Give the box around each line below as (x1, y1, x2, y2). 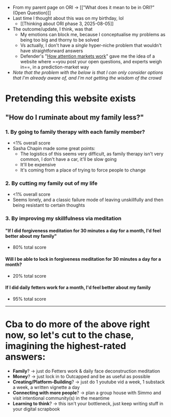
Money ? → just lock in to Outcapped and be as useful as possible (12, 373, 151, 379)
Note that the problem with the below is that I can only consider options (12, 69, 163, 76)
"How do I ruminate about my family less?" (5, 113, 144, 121)
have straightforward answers (20, 48, 83, 54)
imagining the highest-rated (5, 340, 126, 352)
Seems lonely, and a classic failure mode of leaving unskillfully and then (12, 197, 164, 203)
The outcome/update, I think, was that (12, 26, 93, 32)
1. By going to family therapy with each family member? (5, 128, 145, 135)
